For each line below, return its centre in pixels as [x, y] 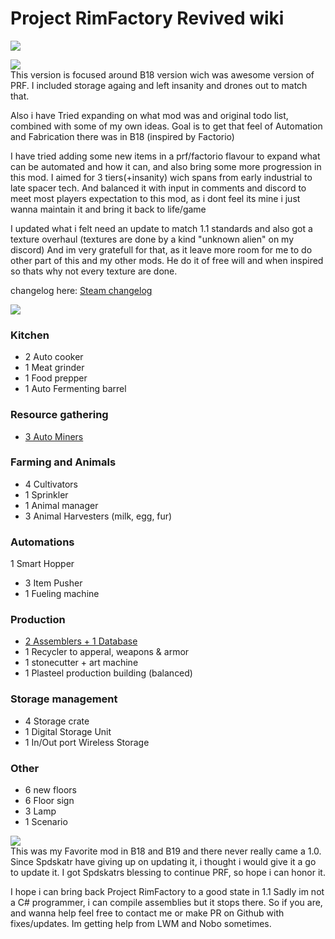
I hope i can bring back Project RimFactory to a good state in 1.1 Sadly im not [167, 892]
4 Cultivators [51, 484]
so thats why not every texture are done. [94, 271]
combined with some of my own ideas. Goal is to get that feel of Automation [166, 126]
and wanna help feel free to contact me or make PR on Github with [147, 913]
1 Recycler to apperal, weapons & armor [107, 652]
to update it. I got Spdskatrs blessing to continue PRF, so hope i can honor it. [168, 873]
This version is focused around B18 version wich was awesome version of [162, 74]
